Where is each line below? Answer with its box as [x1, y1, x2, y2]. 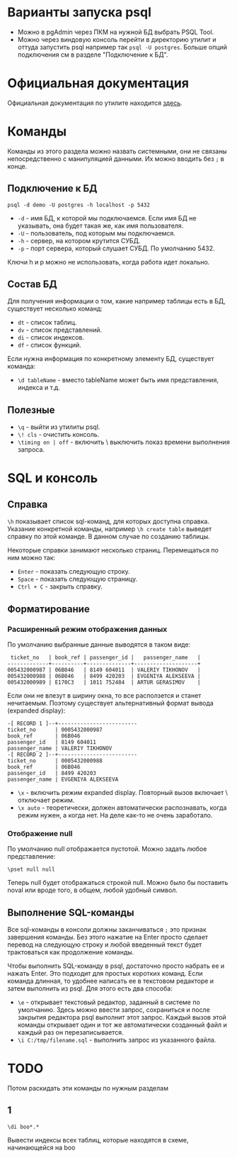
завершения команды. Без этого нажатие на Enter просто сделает [7, 933, 209, 942]
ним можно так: [7, 554, 56, 562]
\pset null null [7, 866, 55, 873]
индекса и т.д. [17, 384, 60, 392]
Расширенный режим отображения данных [7, 624, 168, 634]
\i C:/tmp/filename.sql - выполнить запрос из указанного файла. [17, 1036, 216, 1045]
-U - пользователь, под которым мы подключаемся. [17, 228, 175, 238]
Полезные [7, 403, 55, 416]
